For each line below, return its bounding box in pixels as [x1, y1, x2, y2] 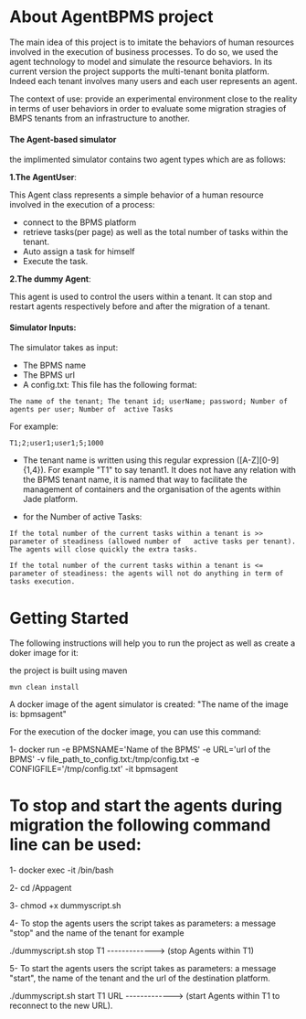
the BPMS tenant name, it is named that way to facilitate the [22, 474, 248, 486]
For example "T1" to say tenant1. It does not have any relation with [47, 465, 297, 476]
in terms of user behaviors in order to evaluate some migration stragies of [9, 102, 287, 113]
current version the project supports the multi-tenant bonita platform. [9, 66, 269, 77]
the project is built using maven [9, 665, 128, 676]
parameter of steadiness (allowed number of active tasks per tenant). [9, 537, 297, 546]
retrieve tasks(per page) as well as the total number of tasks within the [22, 227, 289, 238]
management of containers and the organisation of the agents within [22, 484, 281, 495]
